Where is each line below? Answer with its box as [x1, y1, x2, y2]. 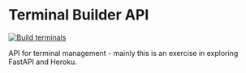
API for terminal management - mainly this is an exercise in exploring [8, 48, 239, 58]
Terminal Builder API [8, 6, 149, 24]
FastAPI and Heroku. [8, 57, 77, 67]
